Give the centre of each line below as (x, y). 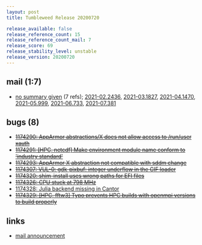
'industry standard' (39, 156)
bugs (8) (23, 122)
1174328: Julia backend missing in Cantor (67, 189)
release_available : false (39, 29)
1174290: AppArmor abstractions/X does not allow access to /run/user (103, 137)
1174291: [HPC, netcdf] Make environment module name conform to (100, 150)
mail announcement (40, 236)
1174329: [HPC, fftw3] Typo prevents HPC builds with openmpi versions (105, 196)
